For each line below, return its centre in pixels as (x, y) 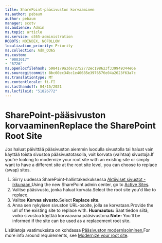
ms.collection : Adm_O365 (30, 50)
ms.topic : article (24, 32)
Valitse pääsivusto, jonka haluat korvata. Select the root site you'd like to (84, 190)
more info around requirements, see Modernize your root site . (67, 235)
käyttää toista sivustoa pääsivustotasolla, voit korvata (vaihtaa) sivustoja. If (80, 154)
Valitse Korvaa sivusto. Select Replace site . (56, 200)
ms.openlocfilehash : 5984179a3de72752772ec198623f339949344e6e (71, 69)
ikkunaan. (22, 185)
